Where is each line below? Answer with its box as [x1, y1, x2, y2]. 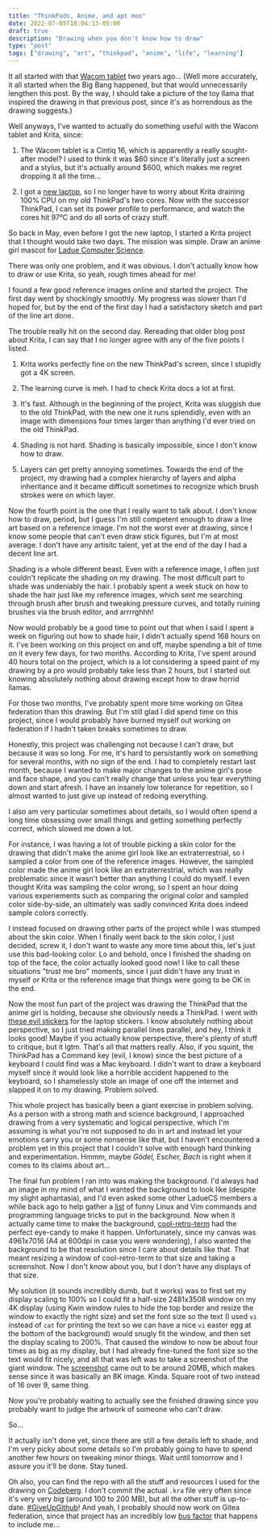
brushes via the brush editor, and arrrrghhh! [8, 607, 154, 617]
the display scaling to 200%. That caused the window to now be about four [8, 1338, 259, 1347]
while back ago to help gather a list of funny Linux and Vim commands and [8, 1202, 256, 1211]
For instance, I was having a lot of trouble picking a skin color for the [8, 839, 236, 849]
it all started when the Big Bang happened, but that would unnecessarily [8, 80, 248, 89]
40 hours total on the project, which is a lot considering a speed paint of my [8, 657, 261, 666]
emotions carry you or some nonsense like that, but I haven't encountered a [8, 1134, 261, 1144]
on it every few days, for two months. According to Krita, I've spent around [8, 648, 256, 658]
